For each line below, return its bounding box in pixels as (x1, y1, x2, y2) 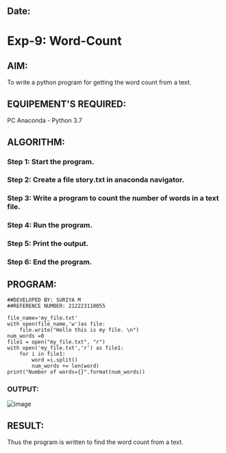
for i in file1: (19, 350, 66, 357)
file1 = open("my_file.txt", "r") (7, 339, 106, 345)
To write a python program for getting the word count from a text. (7, 78, 192, 86)
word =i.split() (32, 356, 78, 363)
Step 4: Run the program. (7, 221, 92, 230)
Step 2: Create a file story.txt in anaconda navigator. (7, 175, 185, 184)
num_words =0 (7, 332, 45, 339)
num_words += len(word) (32, 363, 99, 369)
